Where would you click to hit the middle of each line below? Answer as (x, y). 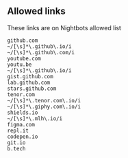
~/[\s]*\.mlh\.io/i (35, 118)
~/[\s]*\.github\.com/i (41, 52)
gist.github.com (30, 76)
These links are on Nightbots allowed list (64, 27)
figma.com (21, 124)
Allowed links (37, 11)
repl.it (18, 131)
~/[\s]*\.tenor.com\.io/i (44, 100)
